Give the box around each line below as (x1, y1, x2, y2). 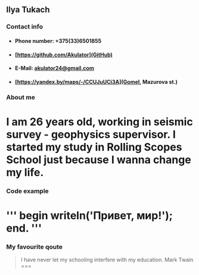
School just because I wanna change (6, 153, 192, 166)
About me (6, 93, 36, 101)
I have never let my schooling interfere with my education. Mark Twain (20, 256, 194, 264)
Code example (6, 187, 49, 195)
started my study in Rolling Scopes (6, 140, 182, 154)
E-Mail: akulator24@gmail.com (14, 65, 94, 72)
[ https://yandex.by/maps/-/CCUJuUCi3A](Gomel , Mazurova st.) (14, 78, 178, 85)
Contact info (6, 23, 43, 31)
